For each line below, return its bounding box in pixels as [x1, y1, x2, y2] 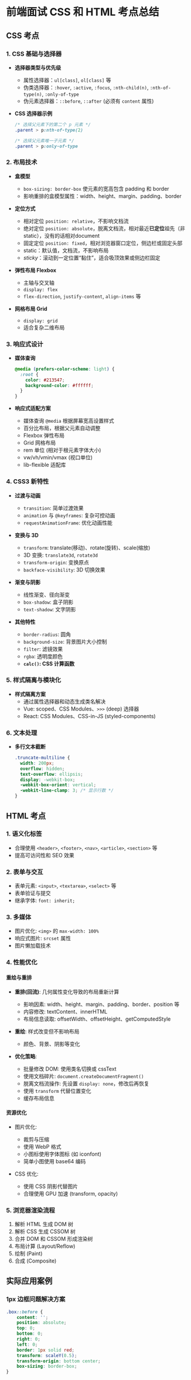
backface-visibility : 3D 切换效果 [23, 566, 105, 573]
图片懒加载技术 [14, 942, 51, 949]
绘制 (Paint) [14, 1250, 43, 1257]
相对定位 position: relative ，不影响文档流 [23, 217, 129, 224]
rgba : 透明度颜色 [23, 652, 63, 659]
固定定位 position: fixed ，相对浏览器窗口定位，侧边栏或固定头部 [23, 239, 183, 247]
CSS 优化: [14, 1170, 39, 1177]
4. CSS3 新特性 [6, 477, 49, 486]
